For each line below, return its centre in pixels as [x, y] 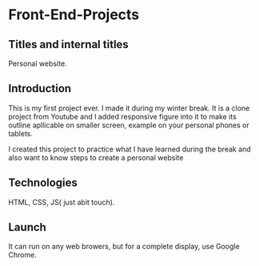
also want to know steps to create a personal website [96, 157]
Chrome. [23, 255]
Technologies [43, 183]
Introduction [40, 89]
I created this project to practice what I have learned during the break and [130, 149]
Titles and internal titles [69, 44]
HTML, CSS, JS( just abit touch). [62, 202]
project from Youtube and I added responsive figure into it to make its [123, 116]
